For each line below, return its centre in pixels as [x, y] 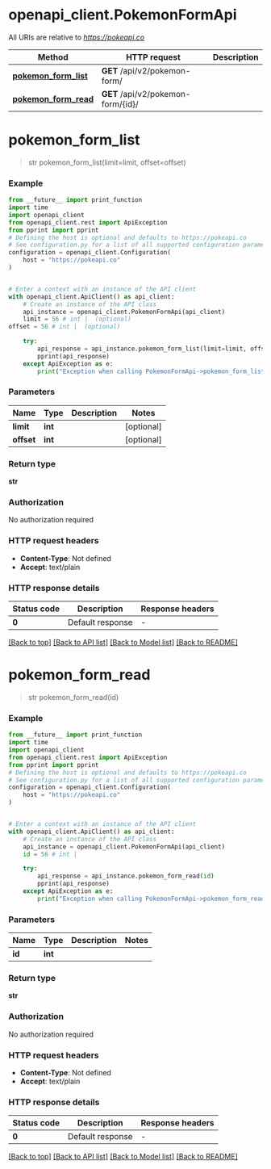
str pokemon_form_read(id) [73, 697]
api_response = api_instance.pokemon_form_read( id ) [126, 876]
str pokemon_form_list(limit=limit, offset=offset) [107, 162]
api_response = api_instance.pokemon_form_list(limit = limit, [142, 349]
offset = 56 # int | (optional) [65, 327]
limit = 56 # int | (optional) [77, 319]
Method [53, 57]
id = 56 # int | [50, 854]
